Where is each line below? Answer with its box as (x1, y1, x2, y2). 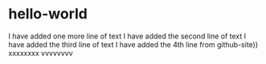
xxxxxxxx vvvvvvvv (8, 48, 74, 58)
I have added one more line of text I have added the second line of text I (8, 31, 247, 41)
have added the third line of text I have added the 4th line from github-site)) (8, 39, 259, 49)
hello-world (8, 5, 88, 23)
